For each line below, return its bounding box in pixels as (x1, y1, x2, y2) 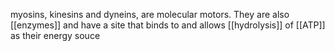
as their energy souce (10, 30, 101, 41)
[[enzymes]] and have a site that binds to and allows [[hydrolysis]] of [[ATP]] (10, 19, 326, 31)
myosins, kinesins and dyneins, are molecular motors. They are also (10, 9, 290, 20)
